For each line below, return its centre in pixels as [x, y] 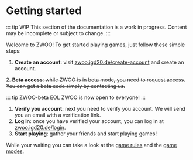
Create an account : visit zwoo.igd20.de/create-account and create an [99, 62]
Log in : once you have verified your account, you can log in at [89, 121]
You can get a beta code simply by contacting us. [66, 86]
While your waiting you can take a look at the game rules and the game [92, 145]
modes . [15, 151]
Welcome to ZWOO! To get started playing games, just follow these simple [96, 45]
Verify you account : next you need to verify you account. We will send [100, 108]
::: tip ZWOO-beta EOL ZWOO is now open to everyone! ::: [76, 97]
